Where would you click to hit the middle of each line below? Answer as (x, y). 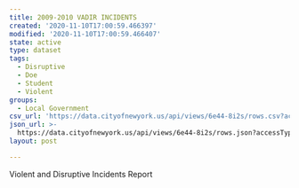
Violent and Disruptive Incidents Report (81, 174)
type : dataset (36, 51)
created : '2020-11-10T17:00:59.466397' (83, 26)
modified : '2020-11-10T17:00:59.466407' (85, 34)
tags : (19, 59)
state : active (36, 42)
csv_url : (25, 116)
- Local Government (53, 108)
